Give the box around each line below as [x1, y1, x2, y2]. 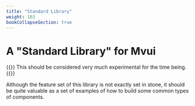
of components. [6, 94, 45, 101]
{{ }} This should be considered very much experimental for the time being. [6, 63, 187, 70]
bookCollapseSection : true [6, 19, 72, 25]
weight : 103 [6, 14, 35, 20]
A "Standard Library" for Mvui [6, 44, 156, 58]
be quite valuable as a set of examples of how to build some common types [6, 87, 189, 94]
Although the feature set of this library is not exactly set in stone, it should [6, 81, 185, 88]
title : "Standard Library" [6, 8, 72, 15]
